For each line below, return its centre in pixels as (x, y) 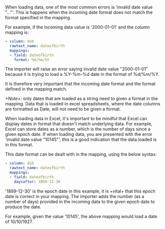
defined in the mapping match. (36, 89)
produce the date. (23, 207)
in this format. (19, 145)
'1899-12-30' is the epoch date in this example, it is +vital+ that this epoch (80, 191)
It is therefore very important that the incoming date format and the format (81, 84)
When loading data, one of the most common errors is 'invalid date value (79, 7)
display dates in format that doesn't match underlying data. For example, (79, 124)
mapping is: (17, 32)
